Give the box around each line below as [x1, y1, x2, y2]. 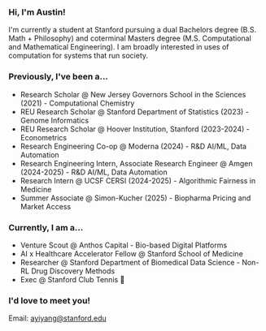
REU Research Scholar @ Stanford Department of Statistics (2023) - [20, 106, 250, 116]
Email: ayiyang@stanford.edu [8, 313, 107, 323]
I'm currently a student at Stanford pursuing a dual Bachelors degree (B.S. [8, 25, 257, 35]
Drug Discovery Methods [31, 266, 116, 276]
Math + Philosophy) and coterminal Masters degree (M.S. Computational [8, 33, 252, 43]
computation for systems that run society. [8, 51, 149, 61]
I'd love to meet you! [8, 294, 91, 306]
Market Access [20, 201, 72, 211]
